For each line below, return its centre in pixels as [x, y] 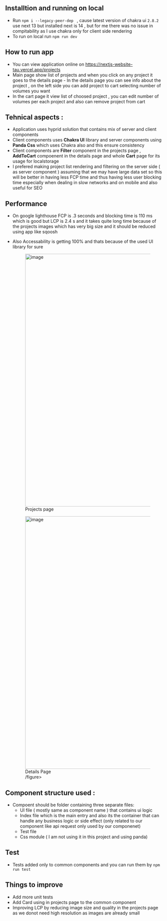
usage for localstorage [35, 161]
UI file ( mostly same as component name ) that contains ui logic [86, 810]
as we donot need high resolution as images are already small [76, 913]
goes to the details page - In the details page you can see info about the [86, 80]
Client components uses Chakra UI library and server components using [87, 140]
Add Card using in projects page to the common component [74, 902]
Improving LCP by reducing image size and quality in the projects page [85, 907]
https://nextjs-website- [109, 64]
